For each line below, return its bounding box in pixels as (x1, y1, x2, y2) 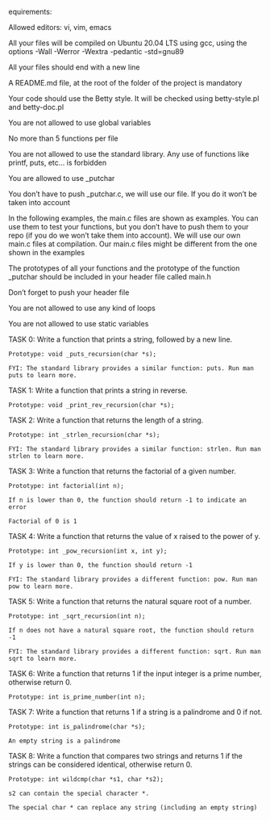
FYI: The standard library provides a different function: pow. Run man (8, 575, 258, 583)
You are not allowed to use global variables (8, 118, 152, 128)
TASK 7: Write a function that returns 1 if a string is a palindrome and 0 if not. (8, 707, 263, 717)
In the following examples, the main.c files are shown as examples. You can (8, 213, 259, 223)
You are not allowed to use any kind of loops (8, 303, 156, 313)
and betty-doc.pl (8, 103, 64, 111)
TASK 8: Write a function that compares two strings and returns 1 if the (8, 751, 243, 760)
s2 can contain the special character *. (8, 789, 150, 797)
